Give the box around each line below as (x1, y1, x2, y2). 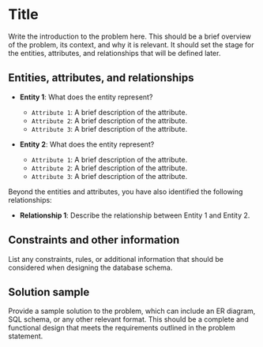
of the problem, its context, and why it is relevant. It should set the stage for (8, 39, 254, 49)
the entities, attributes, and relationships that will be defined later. (8, 48, 221, 58)
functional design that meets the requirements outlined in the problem (8, 323, 235, 333)
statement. (8, 331, 43, 341)
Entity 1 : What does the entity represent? (19, 92, 153, 102)
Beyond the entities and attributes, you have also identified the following (8, 187, 243, 196)
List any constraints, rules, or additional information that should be (8, 254, 224, 263)
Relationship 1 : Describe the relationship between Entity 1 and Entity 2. (19, 211, 250, 220)
